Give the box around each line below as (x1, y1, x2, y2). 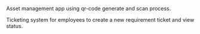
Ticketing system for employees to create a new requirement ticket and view (6, 16, 195, 23)
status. (6, 23, 23, 29)
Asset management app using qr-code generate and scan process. (6, 5, 171, 12)
